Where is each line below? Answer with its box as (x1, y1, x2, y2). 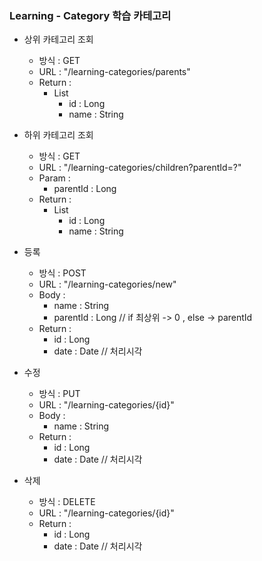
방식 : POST (38, 267, 87, 279)
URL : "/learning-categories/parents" (38, 66, 191, 78)
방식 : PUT (38, 388, 81, 400)
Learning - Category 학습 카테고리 (9, 8, 172, 22)
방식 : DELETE (38, 496, 96, 508)
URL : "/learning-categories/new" (38, 278, 177, 291)
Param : (38, 172, 71, 184)
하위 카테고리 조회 (23, 129, 94, 141)
